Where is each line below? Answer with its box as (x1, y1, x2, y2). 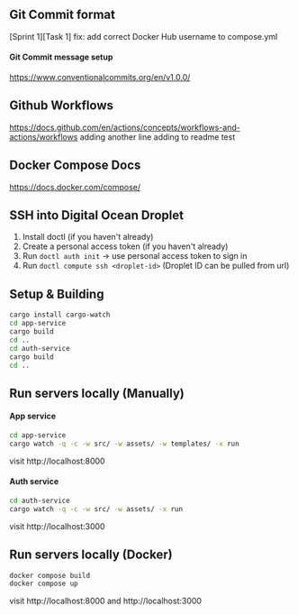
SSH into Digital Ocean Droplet (9, 207, 185, 224)
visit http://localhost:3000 (9, 520, 105, 531)
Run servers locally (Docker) (9, 547, 173, 563)
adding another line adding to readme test (79, 131, 236, 142)
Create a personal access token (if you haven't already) (22, 241, 229, 252)
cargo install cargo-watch (9, 310, 111, 319)
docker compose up (9, 579, 78, 589)
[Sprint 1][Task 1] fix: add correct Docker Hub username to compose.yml (9, 31, 278, 41)
